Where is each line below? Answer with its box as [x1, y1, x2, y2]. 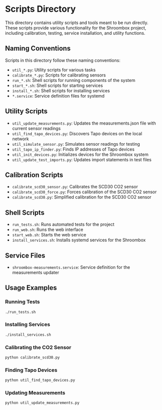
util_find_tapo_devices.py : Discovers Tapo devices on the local [12, 130, 142, 136]
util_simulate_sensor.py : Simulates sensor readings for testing [12, 141, 140, 147]
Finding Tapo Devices [5, 366, 58, 373]
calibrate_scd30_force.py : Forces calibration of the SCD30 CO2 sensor [12, 189, 157, 195]
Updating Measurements [5, 389, 65, 396]
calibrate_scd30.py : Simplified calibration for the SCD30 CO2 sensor [12, 194, 152, 200]
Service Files [5, 251, 45, 259]
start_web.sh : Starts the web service [12, 232, 86, 238]
